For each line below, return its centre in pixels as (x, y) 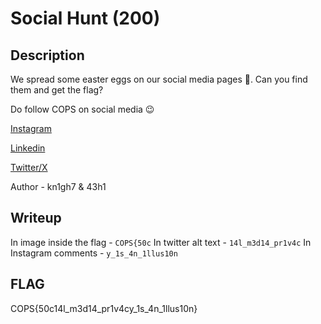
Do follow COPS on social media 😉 (82, 109)
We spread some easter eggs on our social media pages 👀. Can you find (159, 79)
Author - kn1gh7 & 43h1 (58, 186)
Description (47, 55)
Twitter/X (29, 167)
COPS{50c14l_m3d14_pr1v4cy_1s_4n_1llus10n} (104, 308)
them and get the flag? (57, 90)
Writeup (36, 218)
